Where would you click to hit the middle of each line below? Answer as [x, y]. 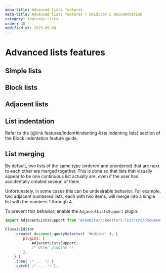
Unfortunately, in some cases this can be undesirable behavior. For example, [83, 191]
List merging [25, 154]
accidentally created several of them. [43, 182]
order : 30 [15, 23]
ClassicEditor [20, 229]
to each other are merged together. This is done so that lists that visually [79, 171]
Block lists [21, 88]
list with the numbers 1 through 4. [39, 202]
